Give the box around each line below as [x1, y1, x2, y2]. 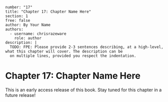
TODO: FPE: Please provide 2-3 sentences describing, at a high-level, [10, 44, 164, 49]
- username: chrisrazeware [10, 31, 67, 36]
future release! [5, 92, 36, 98]
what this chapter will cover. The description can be [5, 49, 123, 54]
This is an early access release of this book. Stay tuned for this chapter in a [5, 86, 162, 93]
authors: [5, 27, 24, 32]
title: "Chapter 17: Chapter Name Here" [5, 9, 92, 14]
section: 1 [5, 14, 28, 19]
